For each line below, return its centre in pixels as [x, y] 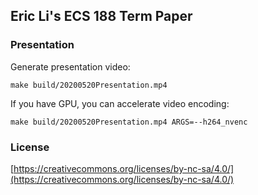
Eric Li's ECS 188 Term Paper [101, 16]
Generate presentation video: [70, 66]
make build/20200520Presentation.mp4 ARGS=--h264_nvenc [129, 122]
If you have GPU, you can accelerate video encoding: [120, 103]
